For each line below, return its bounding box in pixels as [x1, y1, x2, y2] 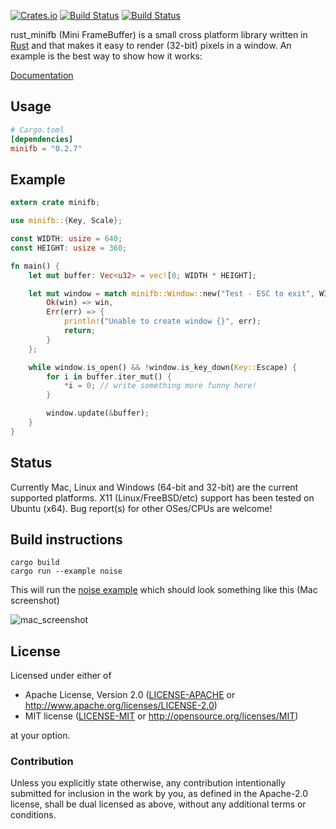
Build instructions [10, 531, 123, 548]
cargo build [10, 558, 60, 568]
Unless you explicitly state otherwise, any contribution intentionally [10, 777, 286, 789]
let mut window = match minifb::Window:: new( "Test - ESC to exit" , [28, 288, 315, 299]
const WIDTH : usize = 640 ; [10, 234, 123, 244]
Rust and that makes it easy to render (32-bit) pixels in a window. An [10, 40, 292, 51]
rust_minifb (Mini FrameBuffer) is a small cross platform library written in [10, 29, 308, 40]
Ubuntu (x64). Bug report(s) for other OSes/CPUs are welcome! [10, 502, 273, 514]
